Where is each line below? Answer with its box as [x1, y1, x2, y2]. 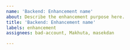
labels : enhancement [6, 24, 57, 31]
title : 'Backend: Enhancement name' [6, 19, 96, 25]
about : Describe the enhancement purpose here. [6, 14, 125, 20]
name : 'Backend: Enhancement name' [6, 8, 94, 15]
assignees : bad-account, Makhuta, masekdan [6, 30, 115, 36]
